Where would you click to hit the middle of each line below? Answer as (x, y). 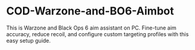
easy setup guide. (29, 40)
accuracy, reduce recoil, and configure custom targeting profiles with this (97, 34)
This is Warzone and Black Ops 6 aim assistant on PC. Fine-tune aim (91, 28)
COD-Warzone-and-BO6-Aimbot (90, 11)
